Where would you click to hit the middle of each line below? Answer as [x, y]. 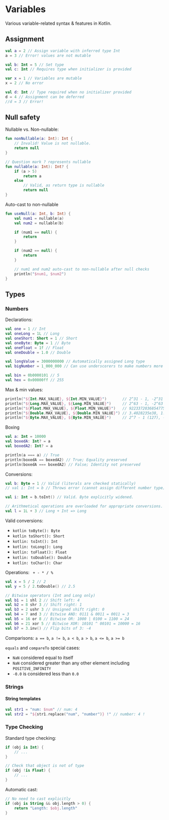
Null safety [23, 117]
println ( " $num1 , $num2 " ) [40, 274]
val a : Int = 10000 [26, 437]
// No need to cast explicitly [38, 799]
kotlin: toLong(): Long [37, 547]
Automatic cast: [21, 789]
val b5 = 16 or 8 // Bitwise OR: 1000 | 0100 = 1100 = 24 [67, 619]
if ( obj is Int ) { [24, 747]
